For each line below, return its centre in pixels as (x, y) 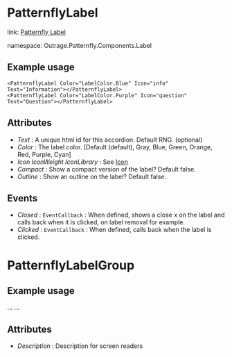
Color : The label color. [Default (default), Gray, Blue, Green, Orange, (115, 147)
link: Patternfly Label (36, 32)
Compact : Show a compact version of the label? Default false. (106, 169)
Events (23, 198)
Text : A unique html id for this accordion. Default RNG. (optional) (110, 140)
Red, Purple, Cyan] (44, 154)
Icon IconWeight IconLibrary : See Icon (72, 162)
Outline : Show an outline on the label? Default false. (92, 176)
